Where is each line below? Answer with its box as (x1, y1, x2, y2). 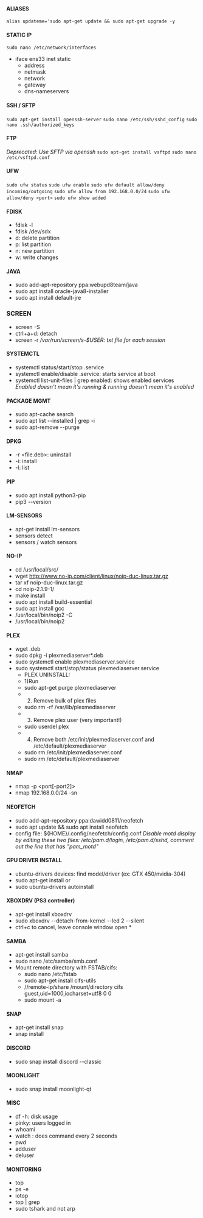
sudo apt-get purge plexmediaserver (24, 684, 117, 692)
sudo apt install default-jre (15, 294, 81, 302)
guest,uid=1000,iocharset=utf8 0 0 (24, 990, 112, 997)
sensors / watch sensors (15, 538, 77, 545)
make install (15, 592, 46, 599)
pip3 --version (15, 498, 52, 505)
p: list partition (15, 241, 52, 248)
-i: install (15, 458, 37, 465)
